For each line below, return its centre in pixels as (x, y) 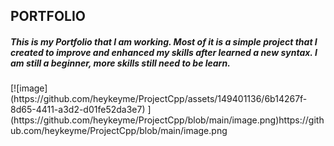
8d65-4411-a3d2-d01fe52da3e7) (78, 110)
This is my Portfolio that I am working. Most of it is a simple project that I (164, 41)
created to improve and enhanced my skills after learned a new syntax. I (164, 52)
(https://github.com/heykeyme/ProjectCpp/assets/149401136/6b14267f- (159, 99)
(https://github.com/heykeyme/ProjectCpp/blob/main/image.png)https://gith (167, 120)
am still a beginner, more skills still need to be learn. (120, 63)
